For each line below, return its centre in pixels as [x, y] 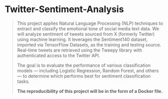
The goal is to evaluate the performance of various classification [84, 65]
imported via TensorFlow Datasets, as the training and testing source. [89, 44]
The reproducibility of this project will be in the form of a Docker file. [90, 91]
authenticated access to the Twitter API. [58, 55]
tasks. [23, 81]
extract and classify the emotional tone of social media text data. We [88, 28]
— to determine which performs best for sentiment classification [84, 76]
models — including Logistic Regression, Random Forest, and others [88, 70]
